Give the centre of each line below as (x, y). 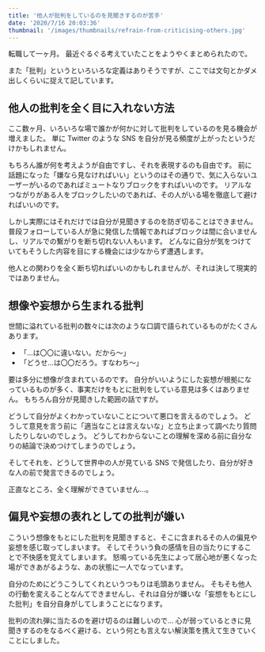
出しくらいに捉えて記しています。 (63, 81)
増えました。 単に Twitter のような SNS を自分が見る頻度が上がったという (129, 139)
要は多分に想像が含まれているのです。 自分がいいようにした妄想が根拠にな (130, 379)
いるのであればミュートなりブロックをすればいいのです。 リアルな (143, 185)
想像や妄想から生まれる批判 (76, 305)
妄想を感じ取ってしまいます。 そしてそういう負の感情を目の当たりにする (127, 547)
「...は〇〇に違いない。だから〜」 (75, 353)
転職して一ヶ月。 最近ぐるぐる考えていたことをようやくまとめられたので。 (130, 54)
